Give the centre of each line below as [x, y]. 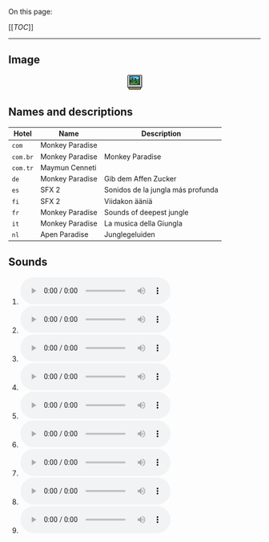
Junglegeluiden [130, 234]
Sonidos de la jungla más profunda [161, 190]
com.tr [22, 168]
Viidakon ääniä [128, 201]
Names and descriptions [71, 112]
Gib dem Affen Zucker [140, 179]
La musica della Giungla [143, 223]
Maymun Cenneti [68, 167]
